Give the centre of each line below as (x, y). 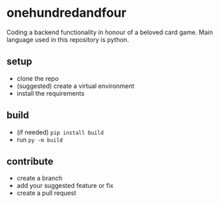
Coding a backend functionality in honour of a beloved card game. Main (110, 32)
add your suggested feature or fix (65, 186)
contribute (30, 161)
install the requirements (51, 93)
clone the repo (38, 78)
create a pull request (46, 193)
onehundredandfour (67, 13)
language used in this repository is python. (68, 39)
